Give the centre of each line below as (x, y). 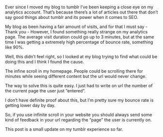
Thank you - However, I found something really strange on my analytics (76, 32)
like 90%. (15, 47)
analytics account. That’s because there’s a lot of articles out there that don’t (81, 12)
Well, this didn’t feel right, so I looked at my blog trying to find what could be (81, 57)
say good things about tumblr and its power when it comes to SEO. (72, 17)
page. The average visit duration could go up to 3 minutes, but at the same (80, 37)
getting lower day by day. (30, 105)
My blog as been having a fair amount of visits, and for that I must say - (76, 27)
